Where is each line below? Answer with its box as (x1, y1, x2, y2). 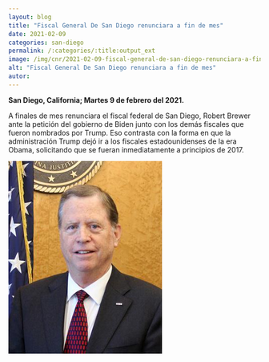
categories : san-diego (8, 39, 84, 47)
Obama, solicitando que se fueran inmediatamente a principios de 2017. (8, 144, 244, 154)
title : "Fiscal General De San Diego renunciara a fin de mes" (8, 21, 224, 30)
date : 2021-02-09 (8, 30, 66, 38)
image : (8, 55, 30, 63)
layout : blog (8, 13, 52, 21)
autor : (8, 72, 30, 80)
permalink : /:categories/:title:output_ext (8, 47, 156, 55)
